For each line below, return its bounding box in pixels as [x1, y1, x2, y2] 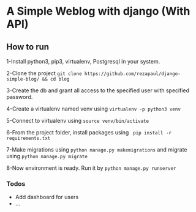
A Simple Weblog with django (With [6, 4, 190, 18]
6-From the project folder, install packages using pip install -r [6, 129, 172, 136]
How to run [6, 42, 50, 52]
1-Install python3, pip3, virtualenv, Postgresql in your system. [6, 58, 160, 65]
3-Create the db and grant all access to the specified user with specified [6, 87, 190, 94]
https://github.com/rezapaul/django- [84, 71, 181, 77]
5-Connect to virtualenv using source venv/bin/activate [6, 117, 149, 124]
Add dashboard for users [15, 194, 79, 201]
